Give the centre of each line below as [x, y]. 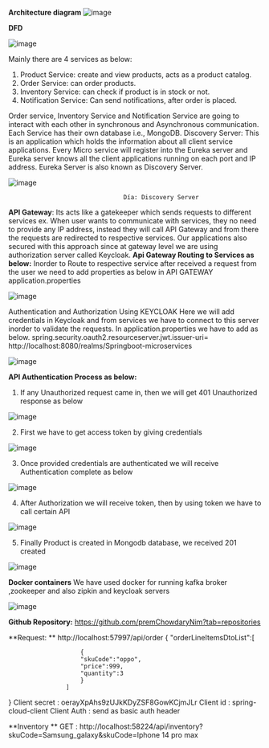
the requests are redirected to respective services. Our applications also [128, 238]
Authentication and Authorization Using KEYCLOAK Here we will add [121, 312]
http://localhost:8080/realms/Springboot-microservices [100, 346]
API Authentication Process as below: [73, 377]
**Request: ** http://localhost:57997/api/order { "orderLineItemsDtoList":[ [132, 638]
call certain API [45, 511]
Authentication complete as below [76, 472]
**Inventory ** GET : [43, 726]
